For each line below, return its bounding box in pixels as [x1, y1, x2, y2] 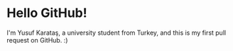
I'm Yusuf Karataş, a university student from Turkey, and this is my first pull [6, 28, 227, 37]
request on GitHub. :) [6, 35, 68, 44]
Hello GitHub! [6, 5, 87, 21]
